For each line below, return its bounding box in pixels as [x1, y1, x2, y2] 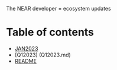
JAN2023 [14, 45, 38, 52]
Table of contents [6, 26, 95, 39]
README [14, 57, 37, 64]
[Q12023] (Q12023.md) [14, 51, 71, 58]
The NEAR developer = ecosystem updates [6, 5, 111, 12]
